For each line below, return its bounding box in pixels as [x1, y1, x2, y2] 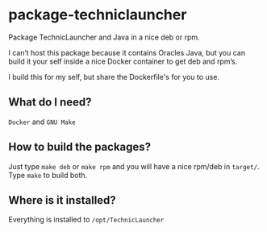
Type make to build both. [8, 170, 88, 180]
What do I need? [8, 95, 92, 110]
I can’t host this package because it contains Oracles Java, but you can [8, 48, 246, 57]
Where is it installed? [8, 193, 117, 207]
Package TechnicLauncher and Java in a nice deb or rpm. [8, 32, 200, 42]
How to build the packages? [8, 140, 152, 154]
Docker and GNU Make [8, 117, 76, 126]
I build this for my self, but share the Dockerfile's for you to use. [8, 72, 220, 81]
